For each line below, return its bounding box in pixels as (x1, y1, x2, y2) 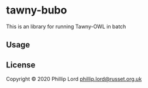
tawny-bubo (6, 4, 67, 17)
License (6, 60, 36, 70)
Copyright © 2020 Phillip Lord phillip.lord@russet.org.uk (6, 76, 142, 83)
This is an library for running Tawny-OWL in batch (6, 23, 126, 30)
